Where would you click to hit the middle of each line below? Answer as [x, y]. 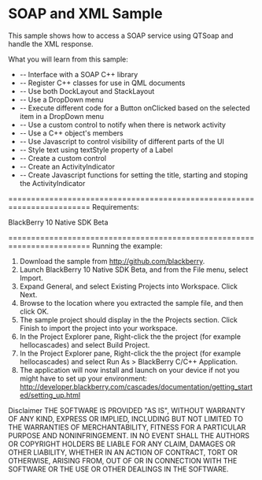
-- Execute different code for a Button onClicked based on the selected [135, 108]
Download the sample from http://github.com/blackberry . [112, 261]
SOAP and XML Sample [85, 14]
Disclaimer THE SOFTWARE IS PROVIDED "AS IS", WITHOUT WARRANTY [127, 410]
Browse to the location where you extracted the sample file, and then [131, 303]
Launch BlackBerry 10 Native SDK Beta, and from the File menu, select [134, 270]
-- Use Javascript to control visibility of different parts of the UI [122, 141]
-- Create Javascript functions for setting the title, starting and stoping [134, 175]
